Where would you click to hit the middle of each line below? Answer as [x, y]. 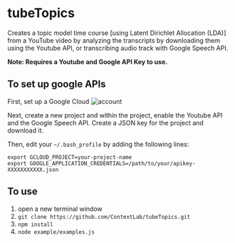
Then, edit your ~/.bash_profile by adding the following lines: [98, 144]
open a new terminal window [60, 209]
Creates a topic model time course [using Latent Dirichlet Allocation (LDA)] [117, 33]
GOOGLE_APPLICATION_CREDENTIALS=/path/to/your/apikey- [113, 163]
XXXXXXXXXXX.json [33, 170]
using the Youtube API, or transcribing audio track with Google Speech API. [118, 48]
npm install [35, 224]
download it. [26, 130]
